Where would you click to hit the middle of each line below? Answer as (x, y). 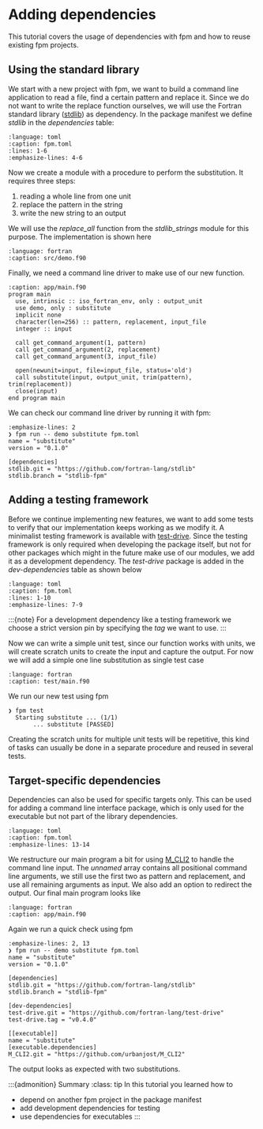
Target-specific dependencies (85, 780)
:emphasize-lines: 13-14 (49, 845)
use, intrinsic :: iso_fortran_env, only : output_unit (109, 301)
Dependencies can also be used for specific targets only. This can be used (130, 800)
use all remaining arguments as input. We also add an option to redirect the (130, 885)
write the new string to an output (73, 213)
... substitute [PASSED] (73, 724)
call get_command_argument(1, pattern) (81, 343)
